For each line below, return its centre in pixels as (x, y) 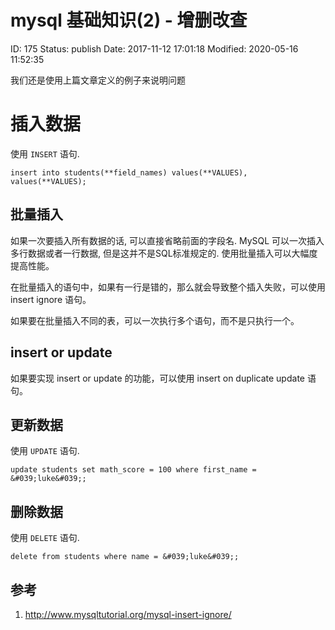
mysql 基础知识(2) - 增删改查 (129, 20)
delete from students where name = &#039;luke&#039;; (125, 557)
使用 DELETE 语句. (45, 538)
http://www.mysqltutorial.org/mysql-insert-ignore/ (128, 614)
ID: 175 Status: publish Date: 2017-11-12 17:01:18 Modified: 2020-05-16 (154, 48)
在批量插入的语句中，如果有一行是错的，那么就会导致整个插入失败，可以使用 (168, 287)
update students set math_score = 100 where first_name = (133, 470)
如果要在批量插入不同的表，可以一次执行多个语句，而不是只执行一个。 (155, 320)
